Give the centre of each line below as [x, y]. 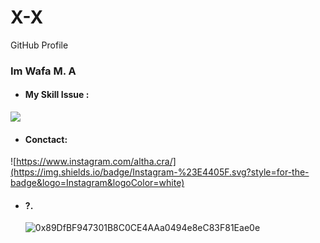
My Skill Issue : [57, 95]
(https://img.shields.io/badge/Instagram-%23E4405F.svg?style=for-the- [160, 172]
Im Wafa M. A [43, 71]
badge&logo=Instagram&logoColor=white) [97, 183]
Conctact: [46, 139]
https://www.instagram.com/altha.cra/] [96, 162]
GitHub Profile [39, 45]
